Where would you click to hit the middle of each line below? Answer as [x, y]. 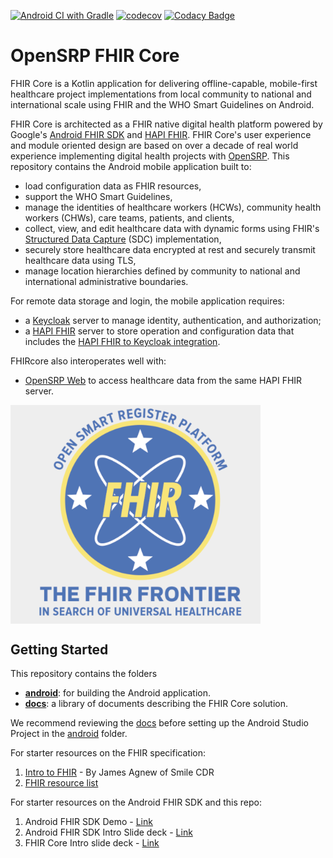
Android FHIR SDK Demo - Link [88, 822]
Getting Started [59, 649]
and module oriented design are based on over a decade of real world [154, 145]
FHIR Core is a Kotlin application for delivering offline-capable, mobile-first [164, 83]
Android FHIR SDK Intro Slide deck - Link [108, 832]
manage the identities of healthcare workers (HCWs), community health [173, 207]
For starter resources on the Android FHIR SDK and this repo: [136, 802]
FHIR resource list [61, 783]
